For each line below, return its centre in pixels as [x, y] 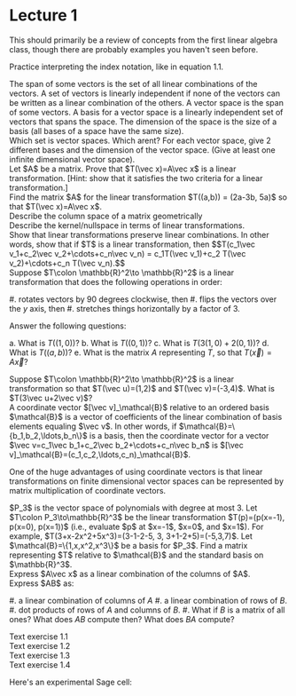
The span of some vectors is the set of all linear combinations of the [133, 83]
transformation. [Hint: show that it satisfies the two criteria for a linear [136, 178]
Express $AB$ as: [42, 583]
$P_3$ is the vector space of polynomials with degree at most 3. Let [133, 508]
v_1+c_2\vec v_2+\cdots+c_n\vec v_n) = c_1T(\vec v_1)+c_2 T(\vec [128, 253]
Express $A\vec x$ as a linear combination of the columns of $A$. [130, 573]
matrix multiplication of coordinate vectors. [88, 490]
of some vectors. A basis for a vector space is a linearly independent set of [146, 112]
